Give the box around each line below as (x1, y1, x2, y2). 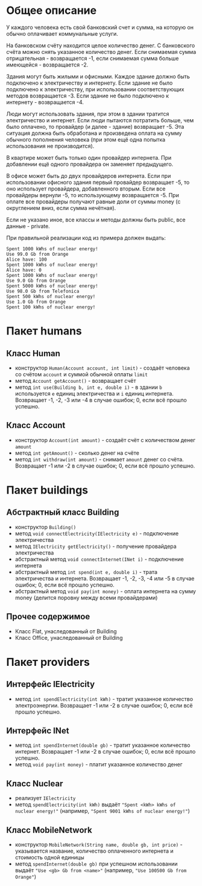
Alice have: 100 (6, 256, 47, 262)
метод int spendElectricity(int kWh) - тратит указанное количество (14, 695, 194, 702)
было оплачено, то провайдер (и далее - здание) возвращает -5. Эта (6, 123, 185, 130)
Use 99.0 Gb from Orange (6, 251, 69, 257)
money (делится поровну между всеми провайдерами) (14, 594, 158, 601)
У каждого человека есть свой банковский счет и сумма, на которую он (6, 24, 194, 31)
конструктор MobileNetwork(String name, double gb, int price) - (14, 841, 183, 848)
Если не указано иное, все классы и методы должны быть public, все (6, 216, 186, 223)
